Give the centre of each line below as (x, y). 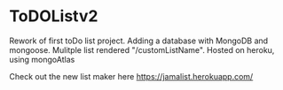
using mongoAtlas (42, 59)
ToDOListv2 (54, 16)
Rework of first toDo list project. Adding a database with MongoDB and (139, 41)
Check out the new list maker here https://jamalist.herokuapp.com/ (131, 76)
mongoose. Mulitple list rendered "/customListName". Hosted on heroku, (142, 49)
